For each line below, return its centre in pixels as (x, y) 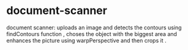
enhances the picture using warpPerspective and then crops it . (86, 40)
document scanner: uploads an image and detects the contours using (94, 27)
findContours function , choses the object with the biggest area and (92, 34)
